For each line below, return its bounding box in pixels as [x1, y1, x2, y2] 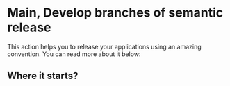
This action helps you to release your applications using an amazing [7, 42, 202, 51]
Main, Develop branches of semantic [7, 5, 224, 21]
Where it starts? [7, 70, 79, 82]
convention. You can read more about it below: [7, 50, 141, 58]
